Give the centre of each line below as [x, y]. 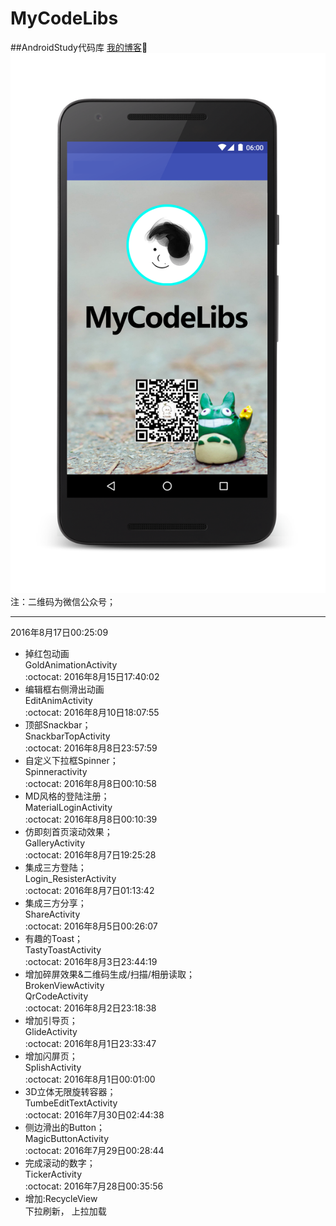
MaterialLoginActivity [68, 808]
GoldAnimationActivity [71, 665]
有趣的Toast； [54, 939]
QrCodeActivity [56, 996]
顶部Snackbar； [58, 725]
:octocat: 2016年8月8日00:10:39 [91, 819]
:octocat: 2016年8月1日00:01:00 [90, 1079]
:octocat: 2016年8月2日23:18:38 [90, 1008]
